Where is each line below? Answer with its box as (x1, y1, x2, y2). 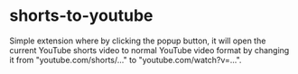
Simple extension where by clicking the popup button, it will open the (9, 35, 266, 46)
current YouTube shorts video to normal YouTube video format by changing (9, 44, 290, 55)
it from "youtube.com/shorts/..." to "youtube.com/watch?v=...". (9, 54, 242, 65)
